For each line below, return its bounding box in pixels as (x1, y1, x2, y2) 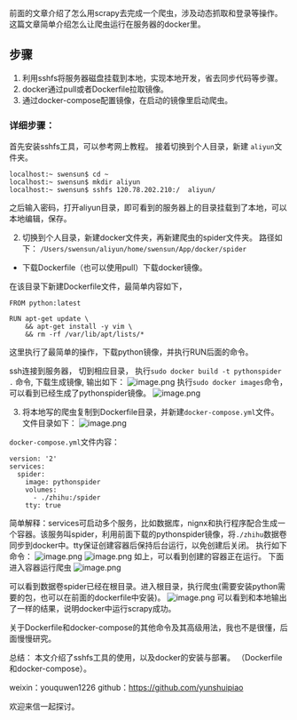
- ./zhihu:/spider (32, 493, 101, 502)
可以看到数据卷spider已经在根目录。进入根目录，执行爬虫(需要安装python (9, 581, 278, 592)
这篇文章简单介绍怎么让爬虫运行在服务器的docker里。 (9, 19, 206, 29)
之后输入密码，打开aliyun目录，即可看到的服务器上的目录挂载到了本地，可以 (9, 203, 288, 213)
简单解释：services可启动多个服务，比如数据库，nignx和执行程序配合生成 (9, 518, 278, 529)
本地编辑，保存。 (9, 213, 72, 224)
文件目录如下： (21, 418, 77, 428)
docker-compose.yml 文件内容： (9, 436, 120, 447)
